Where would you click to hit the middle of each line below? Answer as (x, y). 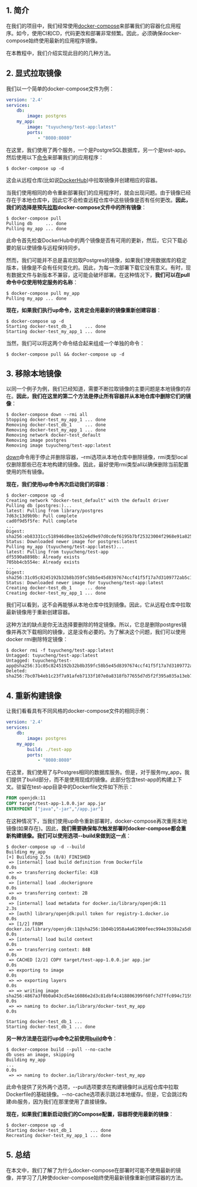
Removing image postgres (36, 440)
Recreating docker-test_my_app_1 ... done (59, 1135)
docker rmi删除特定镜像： (37, 639)
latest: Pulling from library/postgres (55, 511)
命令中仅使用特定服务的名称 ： (42, 282)
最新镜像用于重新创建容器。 (40, 612)
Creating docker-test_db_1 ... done (56, 588)
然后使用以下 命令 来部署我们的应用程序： (55, 157)
